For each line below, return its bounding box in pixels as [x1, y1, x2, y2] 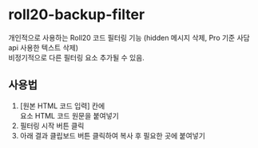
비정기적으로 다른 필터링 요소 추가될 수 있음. [8, 53, 145, 62]
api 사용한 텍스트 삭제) [8, 42, 78, 53]
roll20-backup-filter [8, 6, 145, 24]
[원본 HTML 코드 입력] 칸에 [19, 101, 105, 111]
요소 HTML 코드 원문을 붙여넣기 [19, 111, 120, 120]
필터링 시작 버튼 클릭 [19, 121, 85, 130]
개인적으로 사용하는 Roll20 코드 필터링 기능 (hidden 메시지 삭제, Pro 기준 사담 [8, 33, 250, 42]
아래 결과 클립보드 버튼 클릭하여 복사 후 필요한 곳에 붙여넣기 [19, 130, 206, 140]
